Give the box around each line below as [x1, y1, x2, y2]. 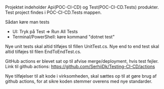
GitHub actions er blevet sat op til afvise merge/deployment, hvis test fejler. [5, 58, 159, 64]
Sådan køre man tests [5, 19, 50, 25]
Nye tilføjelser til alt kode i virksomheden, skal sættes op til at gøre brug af [5, 73, 157, 79]
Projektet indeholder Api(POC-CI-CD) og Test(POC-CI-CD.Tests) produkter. [5, 4, 160, 10]
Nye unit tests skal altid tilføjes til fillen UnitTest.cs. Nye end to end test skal [5, 44, 160, 49]
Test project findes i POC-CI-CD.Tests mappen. [5, 9, 102, 15]
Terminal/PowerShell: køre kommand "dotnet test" [12, 34, 115, 40]
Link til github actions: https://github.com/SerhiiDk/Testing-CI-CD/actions [5, 64, 155, 69]
